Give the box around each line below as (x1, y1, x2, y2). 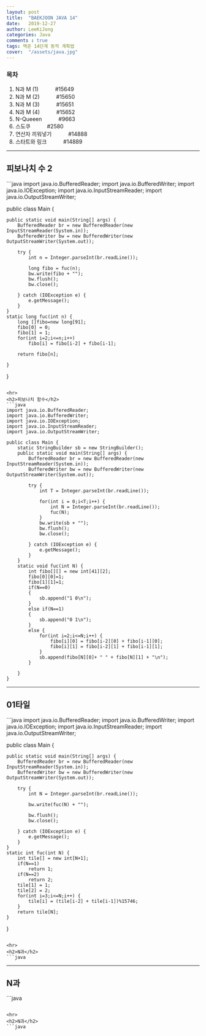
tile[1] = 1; (17, 882, 51, 888)
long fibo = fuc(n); (28, 265, 81, 271)
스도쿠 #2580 (15, 123, 64, 130)
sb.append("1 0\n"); (39, 595, 92, 601)
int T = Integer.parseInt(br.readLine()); (39, 487, 150, 494)
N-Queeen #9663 (15, 115, 75, 123)
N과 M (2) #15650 (15, 93, 75, 101)
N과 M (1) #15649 (15, 85, 75, 93)
